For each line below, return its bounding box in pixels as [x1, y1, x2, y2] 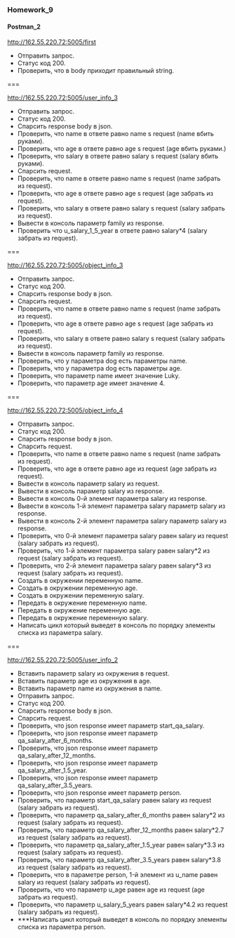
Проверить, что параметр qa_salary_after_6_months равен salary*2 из [17, 811, 225, 819]
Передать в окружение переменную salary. [17, 614, 149, 622]
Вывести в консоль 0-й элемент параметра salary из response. [17, 495, 207, 503]
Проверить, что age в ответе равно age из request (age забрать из [17, 464, 217, 473]
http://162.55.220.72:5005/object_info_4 [7, 406, 123, 415]
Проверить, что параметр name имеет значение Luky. [17, 372, 180, 380]
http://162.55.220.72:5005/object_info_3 [7, 261, 123, 269]
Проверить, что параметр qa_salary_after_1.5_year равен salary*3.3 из [17, 840, 224, 850]
